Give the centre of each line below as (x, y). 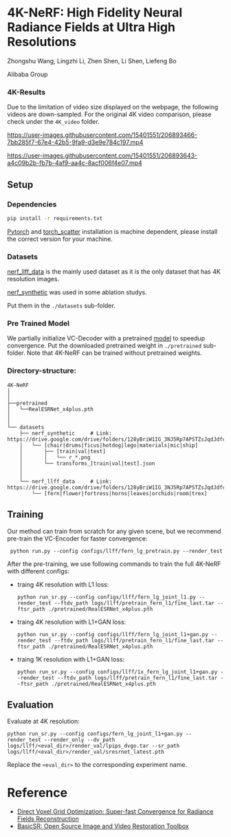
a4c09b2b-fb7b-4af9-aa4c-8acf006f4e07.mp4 (75, 163)
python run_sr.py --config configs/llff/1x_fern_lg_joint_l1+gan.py (117, 672)
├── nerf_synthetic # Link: (66, 433)
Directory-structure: (42, 371)
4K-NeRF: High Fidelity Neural (95, 13)
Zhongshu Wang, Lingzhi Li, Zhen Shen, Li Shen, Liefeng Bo (92, 61)
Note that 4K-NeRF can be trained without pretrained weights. (114, 353)
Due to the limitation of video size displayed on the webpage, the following (113, 107)
